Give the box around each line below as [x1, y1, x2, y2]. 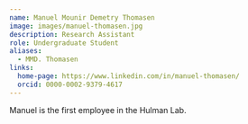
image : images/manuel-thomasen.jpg [9, 22, 143, 31]
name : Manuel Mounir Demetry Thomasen [9, 13, 155, 22]
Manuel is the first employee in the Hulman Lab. [9, 104, 187, 115]
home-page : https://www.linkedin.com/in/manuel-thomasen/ [17, 72, 241, 81]
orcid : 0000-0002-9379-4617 [17, 80, 124, 89]
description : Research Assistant [9, 30, 135, 39]
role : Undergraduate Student [9, 38, 119, 48]
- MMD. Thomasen [17, 55, 78, 64]
